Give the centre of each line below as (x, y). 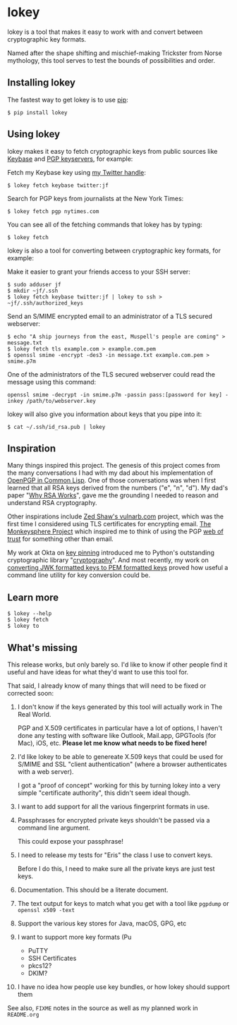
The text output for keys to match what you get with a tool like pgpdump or (123, 903)
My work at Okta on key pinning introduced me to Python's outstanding (111, 553)
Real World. (34, 714)
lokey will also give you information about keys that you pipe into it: (105, 414)
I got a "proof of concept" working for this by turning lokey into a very (119, 785)
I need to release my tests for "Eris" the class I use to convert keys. (115, 855)
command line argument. (54, 827)
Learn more (33, 597)
